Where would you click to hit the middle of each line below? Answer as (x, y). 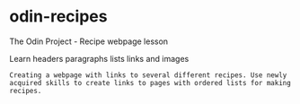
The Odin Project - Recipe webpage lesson (89, 41)
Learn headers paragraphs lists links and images (99, 58)
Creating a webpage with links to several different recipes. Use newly (148, 75)
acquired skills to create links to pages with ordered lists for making (150, 82)
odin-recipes (58, 17)
